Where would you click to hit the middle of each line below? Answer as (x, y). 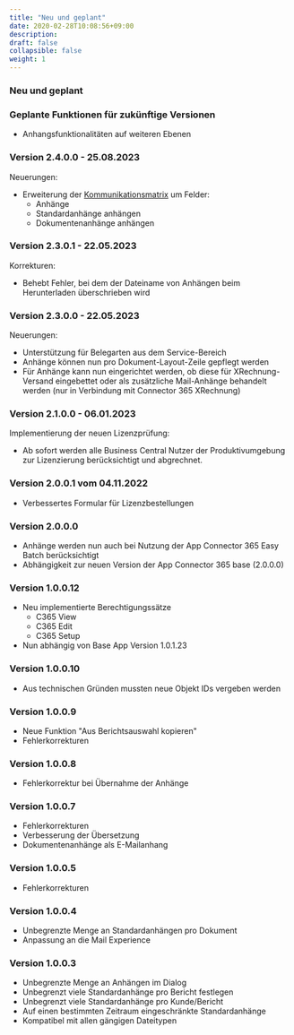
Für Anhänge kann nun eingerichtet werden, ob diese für (127, 372)
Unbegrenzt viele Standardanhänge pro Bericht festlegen (128, 992)
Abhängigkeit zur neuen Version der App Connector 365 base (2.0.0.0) (153, 565)
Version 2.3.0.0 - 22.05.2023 (74, 315)
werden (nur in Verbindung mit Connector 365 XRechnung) (131, 391)
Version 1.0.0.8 (43, 763)
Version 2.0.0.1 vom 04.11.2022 (78, 483)
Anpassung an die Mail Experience (86, 940)
